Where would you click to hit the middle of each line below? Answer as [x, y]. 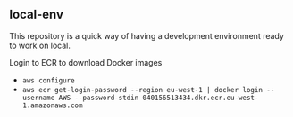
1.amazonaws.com [52, 105]
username [38, 97]
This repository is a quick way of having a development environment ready [146, 35]
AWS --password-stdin [99, 97]
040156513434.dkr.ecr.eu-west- [201, 97]
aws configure [48, 80]
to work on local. [40, 45]
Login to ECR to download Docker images [86, 62]
